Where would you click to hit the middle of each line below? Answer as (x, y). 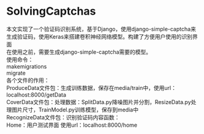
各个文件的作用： (28, 80)
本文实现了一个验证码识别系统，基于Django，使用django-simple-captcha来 (101, 29)
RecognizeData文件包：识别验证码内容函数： (63, 117)
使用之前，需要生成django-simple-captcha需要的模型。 (81, 52)
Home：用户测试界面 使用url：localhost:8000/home (72, 125)
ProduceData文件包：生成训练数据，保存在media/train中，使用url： (91, 87)
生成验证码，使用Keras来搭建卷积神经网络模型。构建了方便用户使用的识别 (100, 36)
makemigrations (27, 66)
